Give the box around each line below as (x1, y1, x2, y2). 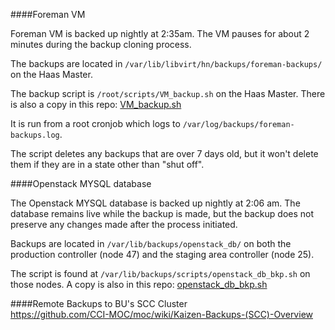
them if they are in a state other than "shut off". (10, 159, 205, 170)
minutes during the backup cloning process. (10, 39, 192, 50)
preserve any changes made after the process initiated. (10, 219, 238, 230)
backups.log (10, 130, 60, 140)
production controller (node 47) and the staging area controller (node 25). (10, 249, 315, 260)
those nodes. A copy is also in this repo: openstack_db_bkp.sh (10, 279, 268, 290)
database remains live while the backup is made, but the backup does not (10, 208, 315, 219)
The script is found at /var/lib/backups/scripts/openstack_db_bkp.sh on (10, 268, 311, 279)
